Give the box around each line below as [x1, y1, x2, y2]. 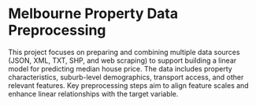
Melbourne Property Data [8, 5, 179, 23]
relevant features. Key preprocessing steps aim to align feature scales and [8, 80, 250, 90]
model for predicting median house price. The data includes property [8, 64, 232, 73]
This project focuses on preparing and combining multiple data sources [8, 47, 240, 57]
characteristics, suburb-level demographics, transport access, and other [8, 72, 244, 82]
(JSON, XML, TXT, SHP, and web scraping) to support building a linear [8, 56, 237, 65]
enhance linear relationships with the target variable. [8, 89, 179, 98]
